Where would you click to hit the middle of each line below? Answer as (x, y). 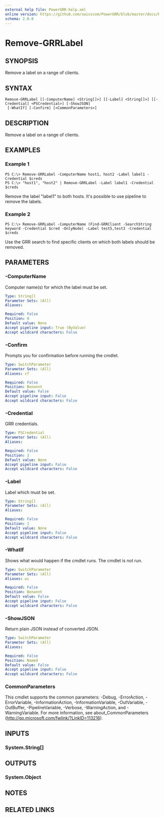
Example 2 (18, 214)
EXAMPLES (23, 150)
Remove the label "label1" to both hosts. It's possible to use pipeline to (76, 196)
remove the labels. (24, 201)
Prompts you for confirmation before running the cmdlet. (62, 355)
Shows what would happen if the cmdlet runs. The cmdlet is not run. (74, 560)
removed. (15, 247)
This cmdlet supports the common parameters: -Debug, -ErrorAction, (75, 697)
